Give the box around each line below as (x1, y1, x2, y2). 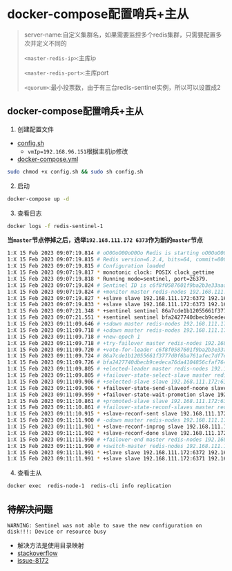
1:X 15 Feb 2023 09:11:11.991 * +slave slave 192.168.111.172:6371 (7, 456, 206, 462)
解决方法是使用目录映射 (17, 541, 84, 550)
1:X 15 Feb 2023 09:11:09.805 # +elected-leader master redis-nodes (7, 366, 209, 373)
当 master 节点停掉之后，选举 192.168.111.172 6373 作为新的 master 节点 (7, 236, 204, 244)
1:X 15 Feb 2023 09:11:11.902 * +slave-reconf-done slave (7, 429, 177, 436)
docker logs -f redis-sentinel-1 (7, 223, 104, 230)
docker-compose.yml (17, 155, 79, 163)
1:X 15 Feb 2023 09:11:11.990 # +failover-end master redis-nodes (7, 436, 202, 443)
